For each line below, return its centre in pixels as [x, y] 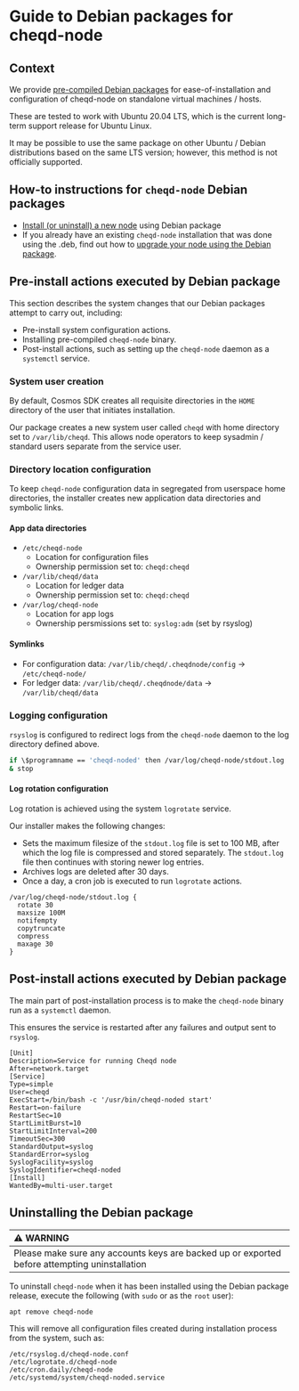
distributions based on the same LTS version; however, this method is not [143, 152]
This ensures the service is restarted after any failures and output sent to [143, 1027]
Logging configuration [59, 715]
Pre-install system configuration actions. [96, 329]
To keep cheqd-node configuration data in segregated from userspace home [148, 489]
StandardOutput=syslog [51, 1146]
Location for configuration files [92, 557]
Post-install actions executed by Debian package [148, 979]
